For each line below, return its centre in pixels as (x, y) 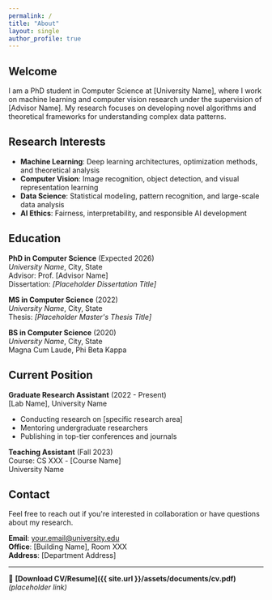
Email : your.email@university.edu (64, 538)
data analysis (42, 204)
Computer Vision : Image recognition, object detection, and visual (130, 178)
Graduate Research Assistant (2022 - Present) (88, 394)
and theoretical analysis (59, 170)
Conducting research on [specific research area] (102, 419)
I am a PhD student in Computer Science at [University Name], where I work (135, 91)
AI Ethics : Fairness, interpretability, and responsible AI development (133, 213)
